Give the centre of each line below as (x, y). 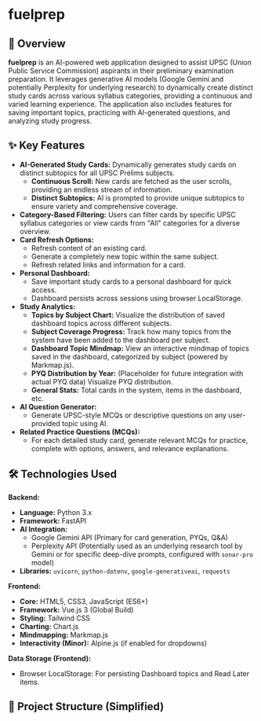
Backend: (24, 497)
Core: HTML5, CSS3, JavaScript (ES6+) (84, 601)
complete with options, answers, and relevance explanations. (130, 448)
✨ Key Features (46, 146)
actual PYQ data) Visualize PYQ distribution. (102, 381)
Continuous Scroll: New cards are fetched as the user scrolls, (131, 181)
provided (45, 423)
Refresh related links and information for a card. (108, 264)
